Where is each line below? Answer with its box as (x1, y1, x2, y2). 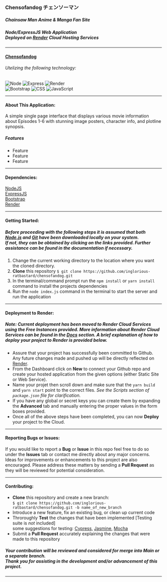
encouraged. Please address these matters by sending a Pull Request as (5, 462, 155, 468)
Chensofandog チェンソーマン (5, 3, 79, 10)
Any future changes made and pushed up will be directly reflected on (12, 355, 155, 361)
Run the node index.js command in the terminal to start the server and (12, 288, 158, 294)
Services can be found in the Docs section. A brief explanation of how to (5, 332, 158, 338)
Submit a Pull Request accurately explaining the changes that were (12, 531, 150, 537)
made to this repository (12, 536, 61, 542)
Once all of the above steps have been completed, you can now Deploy (12, 413, 159, 420)
